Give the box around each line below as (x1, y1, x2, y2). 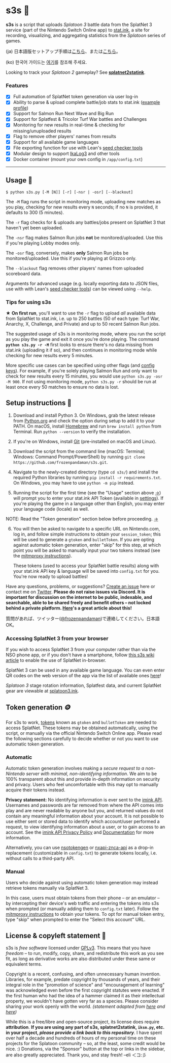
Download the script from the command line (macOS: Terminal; (13, 448, 145, 454)
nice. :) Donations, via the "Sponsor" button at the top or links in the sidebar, (6, 1046, 165, 1052)
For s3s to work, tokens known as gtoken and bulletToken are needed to (6, 719, 157, 725)
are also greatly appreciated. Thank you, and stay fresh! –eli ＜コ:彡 (6, 1052, 147, 1058)
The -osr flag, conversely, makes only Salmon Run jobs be (6, 250, 129, 256)
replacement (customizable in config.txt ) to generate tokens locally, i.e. (6, 850, 157, 856)
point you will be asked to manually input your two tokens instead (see (13, 547, 160, 553)
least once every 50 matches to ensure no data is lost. (6, 384, 119, 390)
